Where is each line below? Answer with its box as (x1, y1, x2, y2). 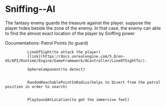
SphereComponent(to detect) (27, 67, 85, 72)
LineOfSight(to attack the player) (27, 50, 101, 54)
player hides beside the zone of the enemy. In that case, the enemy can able (5, 25, 161, 31)
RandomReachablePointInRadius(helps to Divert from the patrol (27, 80, 161, 85)
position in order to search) (5, 84, 68, 89)
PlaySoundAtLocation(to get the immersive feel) (27, 97, 130, 102)
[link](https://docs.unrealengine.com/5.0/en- (27, 53, 125, 59)
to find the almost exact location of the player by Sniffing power (5, 30, 135, 36)
